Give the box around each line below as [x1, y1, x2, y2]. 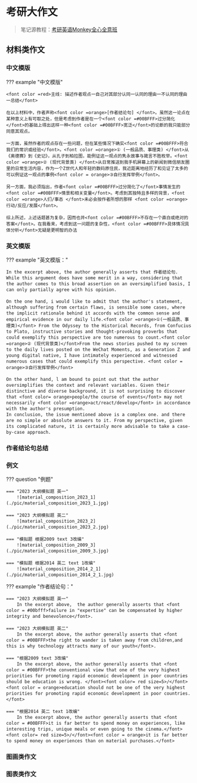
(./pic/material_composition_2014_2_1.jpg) [6, 572, 115, 578]
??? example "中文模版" [6, 78, 64, 85]
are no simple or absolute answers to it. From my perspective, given [6, 417, 183, 423]
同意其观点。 [6, 128, 33, 134]
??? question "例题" [6, 476, 54, 483]
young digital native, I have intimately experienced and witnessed [6, 352, 178, 359]
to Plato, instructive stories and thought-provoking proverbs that [6, 329, 178, 334]
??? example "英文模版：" [6, 256, 69, 263]
